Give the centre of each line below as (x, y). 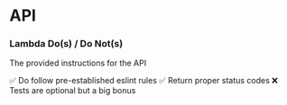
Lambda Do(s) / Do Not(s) (66, 44)
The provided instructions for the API (78, 63)
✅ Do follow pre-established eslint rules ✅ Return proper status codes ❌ (143, 81)
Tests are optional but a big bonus (73, 91)
